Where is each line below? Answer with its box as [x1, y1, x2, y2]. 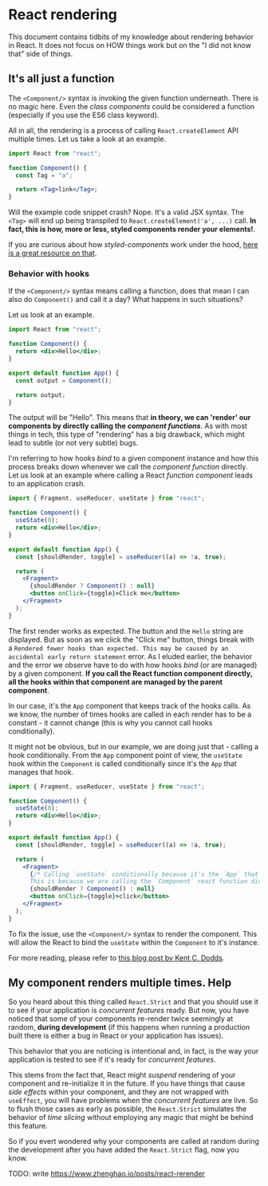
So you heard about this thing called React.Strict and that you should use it [8, 997, 259, 1007]
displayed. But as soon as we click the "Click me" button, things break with [8, 634, 254, 644]
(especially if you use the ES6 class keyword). [8, 110, 160, 120]
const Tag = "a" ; [15, 171, 73, 179]
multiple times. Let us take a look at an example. [8, 134, 166, 143]
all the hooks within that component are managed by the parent [8, 677, 223, 686]
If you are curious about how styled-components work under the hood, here [8, 240, 258, 249]
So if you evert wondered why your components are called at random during [8, 1137, 259, 1146]
